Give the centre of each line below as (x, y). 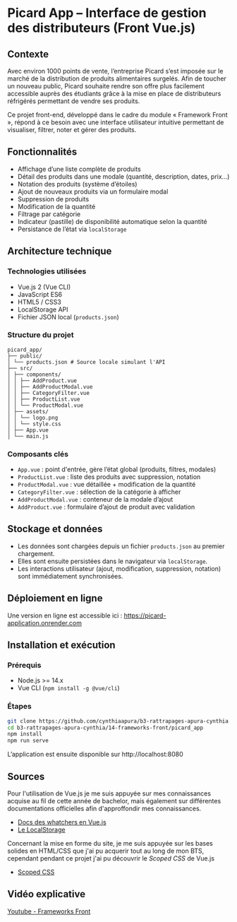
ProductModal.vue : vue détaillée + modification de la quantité (107, 485)
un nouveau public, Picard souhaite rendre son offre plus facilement (106, 86)
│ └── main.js (28, 436)
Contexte (28, 54)
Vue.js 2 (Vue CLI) (44, 287)
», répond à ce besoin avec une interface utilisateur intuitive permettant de (116, 122)
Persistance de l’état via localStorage (72, 229)
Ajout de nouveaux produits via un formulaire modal (93, 191)
